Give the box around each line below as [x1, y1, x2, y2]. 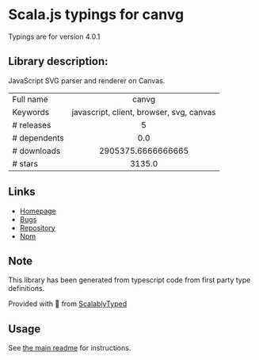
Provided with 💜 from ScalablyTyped [8, 299, 128, 308]
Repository [19, 223, 55, 232]
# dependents [12, 132, 65, 144]
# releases [12, 119, 51, 130]
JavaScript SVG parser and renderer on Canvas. [8, 75, 166, 85]
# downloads [12, 145, 61, 156]
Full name [12, 94, 49, 105]
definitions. [8, 284, 45, 293]
